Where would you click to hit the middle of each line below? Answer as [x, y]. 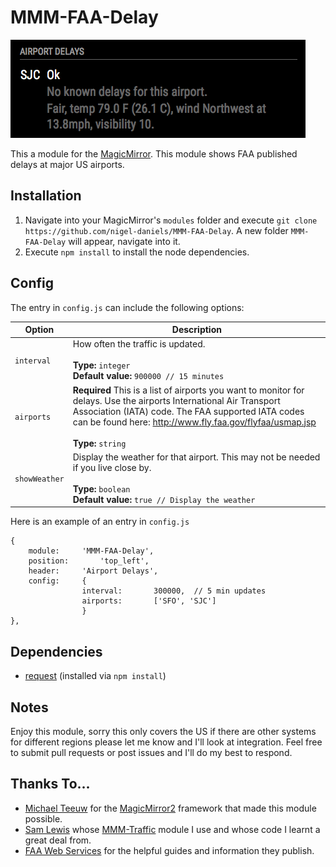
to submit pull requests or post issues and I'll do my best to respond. [151, 752]
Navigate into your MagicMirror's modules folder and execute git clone [171, 220]
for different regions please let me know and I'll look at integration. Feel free [166, 742]
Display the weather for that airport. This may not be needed [196, 457]
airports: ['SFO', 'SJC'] [149, 601]
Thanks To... [50, 784]
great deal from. [58, 840]
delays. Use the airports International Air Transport [176, 400]
